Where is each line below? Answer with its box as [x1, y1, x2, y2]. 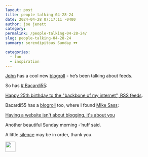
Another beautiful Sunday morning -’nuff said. [5, 122, 101, 128]
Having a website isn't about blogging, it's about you [5, 112, 115, 118]
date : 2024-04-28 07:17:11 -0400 [5, 17, 76, 22]
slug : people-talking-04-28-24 [5, 36, 71, 41]
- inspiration [10, 59, 40, 64]
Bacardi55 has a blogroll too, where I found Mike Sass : [5, 102, 119, 108]
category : [5, 26, 26, 31]
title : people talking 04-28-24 [5, 12, 73, 17]
